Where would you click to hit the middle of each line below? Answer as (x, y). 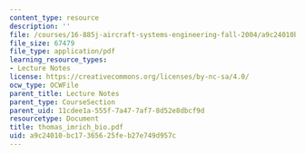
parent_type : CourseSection (63, 102)
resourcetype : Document (54, 119)
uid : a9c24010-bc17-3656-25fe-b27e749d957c (93, 136)
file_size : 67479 (42, 43)
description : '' (40, 26)
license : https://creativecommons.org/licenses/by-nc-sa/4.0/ (129, 77)
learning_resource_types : (58, 60)
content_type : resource (54, 18)
